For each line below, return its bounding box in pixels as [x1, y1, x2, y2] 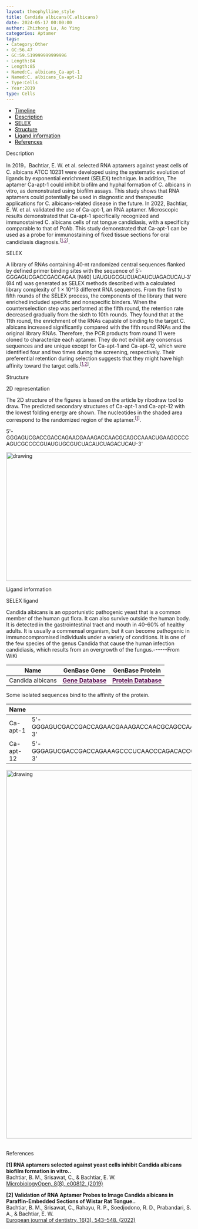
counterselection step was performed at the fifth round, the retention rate [6, 305, 184, 312]
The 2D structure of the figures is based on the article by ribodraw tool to [6, 397, 184, 404]
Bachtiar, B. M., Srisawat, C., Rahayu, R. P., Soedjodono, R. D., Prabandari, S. [6, 1204, 192, 1211]
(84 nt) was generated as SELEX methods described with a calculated [6, 280, 176, 287]
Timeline [14, 107, 36, 114]
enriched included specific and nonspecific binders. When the [6, 299, 157, 306]
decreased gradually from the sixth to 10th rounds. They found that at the [6, 311, 184, 318]
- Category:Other [6, 42, 49, 48]
